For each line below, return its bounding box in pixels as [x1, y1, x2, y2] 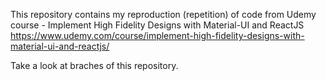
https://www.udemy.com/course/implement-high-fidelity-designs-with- [10, 30, 305, 41]
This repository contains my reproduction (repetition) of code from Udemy [10, 9, 317, 20]
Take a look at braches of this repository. [10, 60, 179, 71]
